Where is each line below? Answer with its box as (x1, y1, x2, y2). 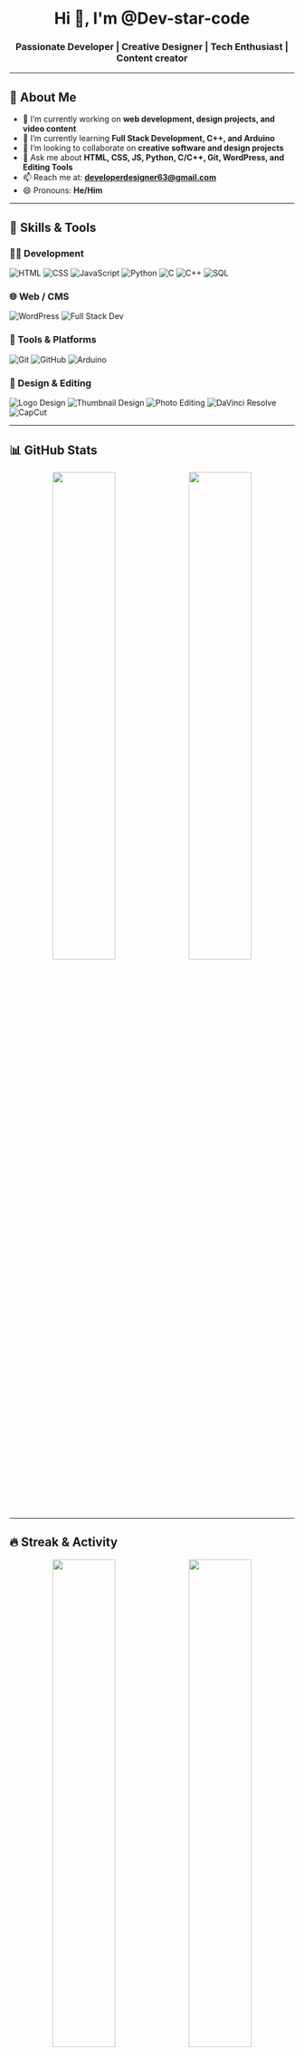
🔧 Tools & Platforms (9, 333, 97, 346)
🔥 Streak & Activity (9, 1535, 119, 1550)
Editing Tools (22, 162, 73, 173)
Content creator (116, 52, 188, 64)
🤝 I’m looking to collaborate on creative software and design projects (22, 142, 284, 153)
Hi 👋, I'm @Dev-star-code (53, 8, 251, 29)
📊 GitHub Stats (9, 443, 98, 458)
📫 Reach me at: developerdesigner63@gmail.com (22, 172, 217, 183)
